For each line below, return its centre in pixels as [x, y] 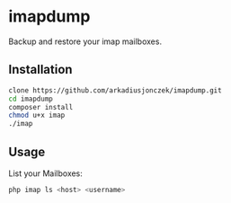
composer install [41, 107]
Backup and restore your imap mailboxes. [85, 41]
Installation [40, 70]
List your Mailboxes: [45, 173]
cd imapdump [31, 99]
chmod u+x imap [37, 115]
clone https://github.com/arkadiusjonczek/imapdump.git [115, 90]
